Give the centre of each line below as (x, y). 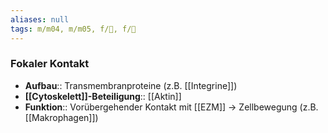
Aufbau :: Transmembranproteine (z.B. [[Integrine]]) (131, 85)
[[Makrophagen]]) (61, 117)
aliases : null (40, 19)
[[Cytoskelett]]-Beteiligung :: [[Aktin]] (103, 96)
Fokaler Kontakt (50, 64)
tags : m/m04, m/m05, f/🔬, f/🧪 (73, 29)
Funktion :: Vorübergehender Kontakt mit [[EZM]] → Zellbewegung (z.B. (171, 107)
